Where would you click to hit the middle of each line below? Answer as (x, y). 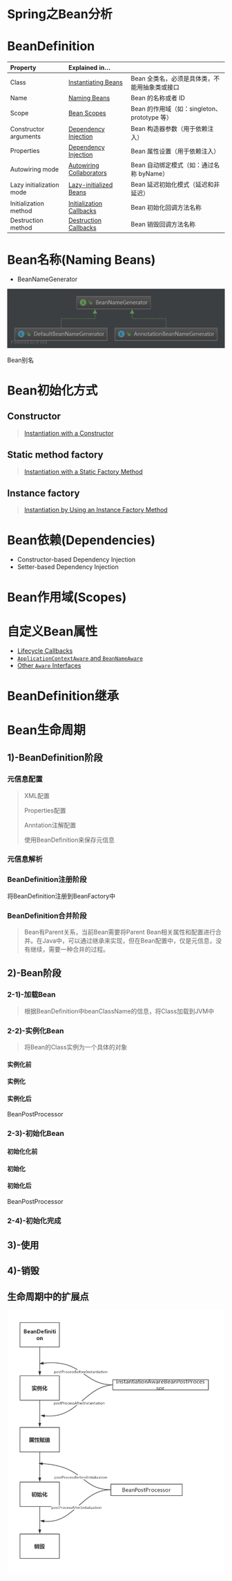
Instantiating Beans (95, 82)
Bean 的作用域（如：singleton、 (176, 109)
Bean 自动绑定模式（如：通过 (172, 165)
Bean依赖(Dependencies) (81, 540)
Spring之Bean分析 (60, 14)
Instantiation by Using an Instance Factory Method (96, 510)
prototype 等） (152, 118)
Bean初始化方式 (52, 390)
